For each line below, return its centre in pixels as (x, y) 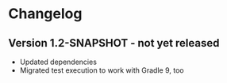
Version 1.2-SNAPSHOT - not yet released (114, 43)
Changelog (45, 14)
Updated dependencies (58, 62)
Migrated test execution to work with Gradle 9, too (102, 70)
